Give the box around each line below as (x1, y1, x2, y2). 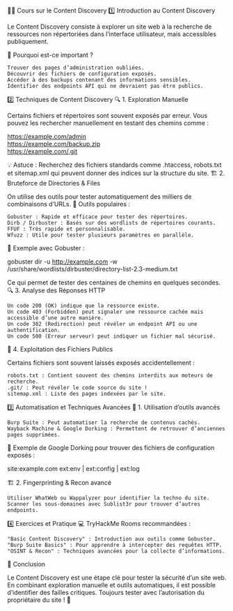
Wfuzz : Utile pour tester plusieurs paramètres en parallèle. (7, 232, 195, 239)
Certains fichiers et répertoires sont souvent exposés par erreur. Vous (7, 112, 208, 119)
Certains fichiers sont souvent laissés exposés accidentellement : (7, 359, 195, 367)
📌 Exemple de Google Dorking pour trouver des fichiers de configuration (7, 444, 215, 452)
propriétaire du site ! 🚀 (7, 596, 71, 604)
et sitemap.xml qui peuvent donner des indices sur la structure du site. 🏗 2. (7, 169, 225, 177)
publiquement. (7, 38, 49, 45)
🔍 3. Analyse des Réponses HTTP (7, 286, 106, 294)
